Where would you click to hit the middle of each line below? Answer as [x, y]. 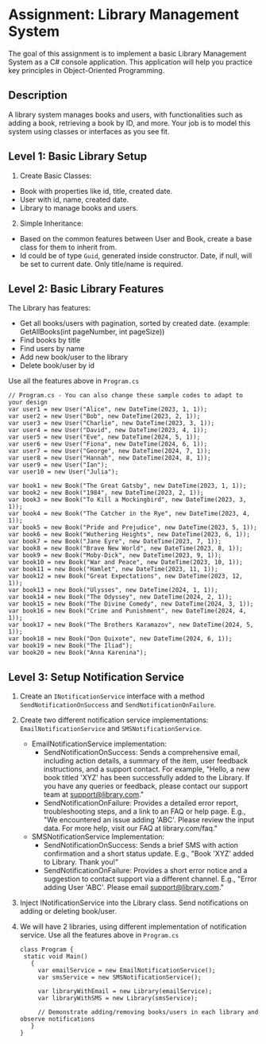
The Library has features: [50, 308]
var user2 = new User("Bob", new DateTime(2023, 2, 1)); [104, 416]
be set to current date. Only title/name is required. [101, 264]
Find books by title [50, 340]
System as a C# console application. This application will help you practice [130, 62]
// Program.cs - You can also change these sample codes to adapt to [126, 396]
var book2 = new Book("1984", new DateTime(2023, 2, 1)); [106, 493]
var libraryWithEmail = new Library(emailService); [125, 992]
